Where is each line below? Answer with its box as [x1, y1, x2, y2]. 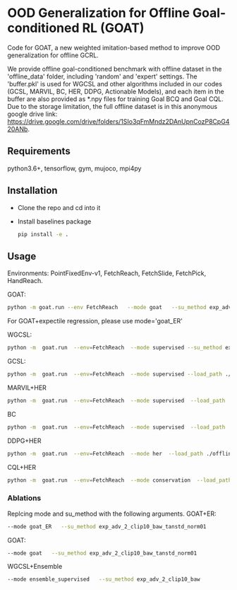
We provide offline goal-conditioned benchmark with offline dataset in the [7, 64, 222, 73]
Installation [7, 185, 58, 197]
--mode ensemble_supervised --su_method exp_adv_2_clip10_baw [7, 576, 200, 583]
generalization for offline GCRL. [7, 51, 99, 59]
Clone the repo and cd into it [17, 203, 101, 212]
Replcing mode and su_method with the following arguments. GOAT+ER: [7, 509, 217, 518]
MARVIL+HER [7, 383, 47, 392]
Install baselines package [17, 217, 92, 226]
